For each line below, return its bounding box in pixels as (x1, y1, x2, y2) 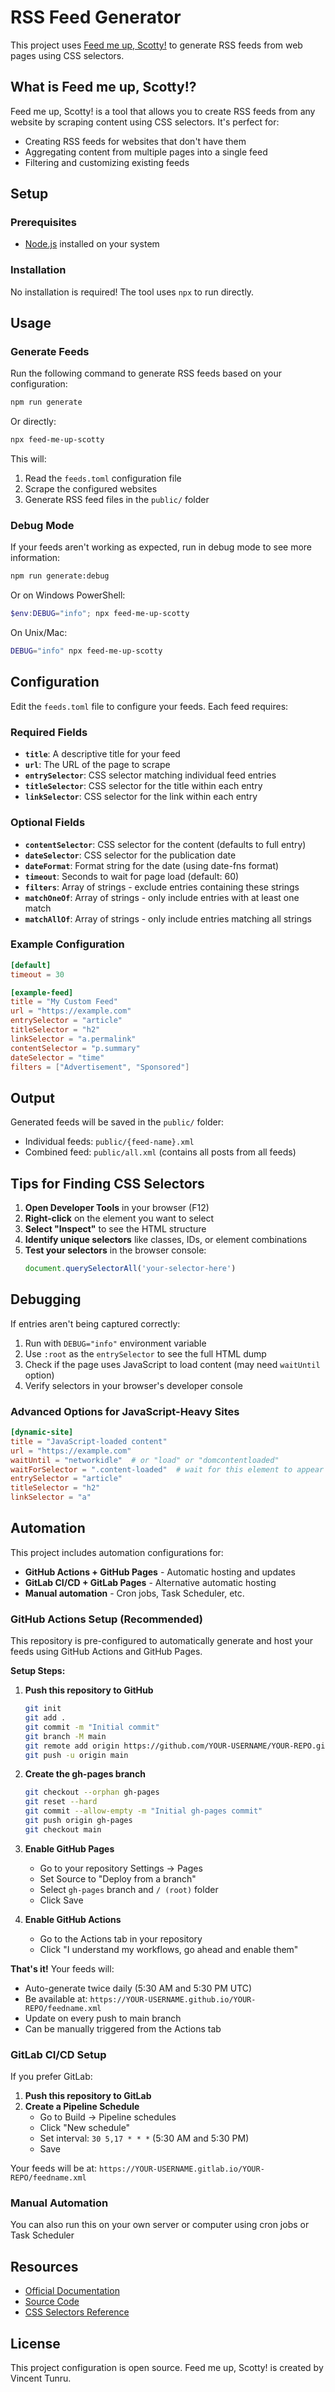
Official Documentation (24, 2285, 120, 2297)
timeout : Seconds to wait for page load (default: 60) (24, 870, 240, 882)
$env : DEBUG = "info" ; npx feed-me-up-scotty (10, 609, 190, 619)
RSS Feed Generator (10, 6, 182, 29)
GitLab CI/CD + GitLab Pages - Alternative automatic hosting (24, 1576, 277, 1588)
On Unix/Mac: (10, 627, 68, 639)
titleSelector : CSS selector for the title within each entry (24, 780, 263, 792)
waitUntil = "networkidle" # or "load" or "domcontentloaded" (10, 1455, 280, 1465)
